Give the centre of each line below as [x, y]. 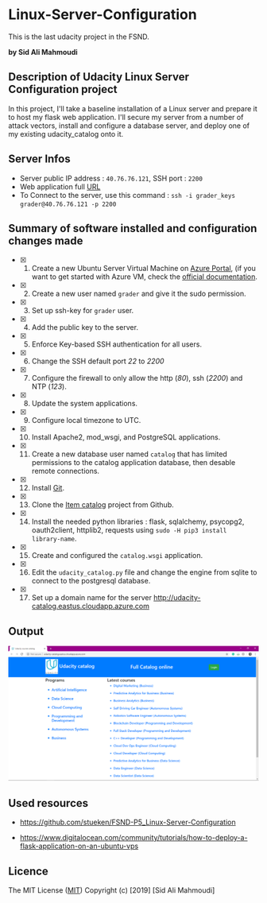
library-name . [54, 539]
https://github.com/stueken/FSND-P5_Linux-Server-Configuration [128, 822]
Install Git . [48, 488]
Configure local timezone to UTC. [86, 420]
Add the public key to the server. [85, 327]
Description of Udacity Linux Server [99, 77]
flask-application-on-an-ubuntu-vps [79, 846]
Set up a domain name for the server [92, 598]
